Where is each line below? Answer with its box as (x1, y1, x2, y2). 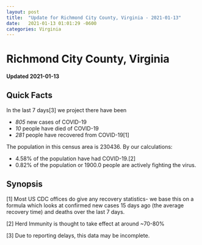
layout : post (6, 9, 40, 15)
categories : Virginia (6, 26, 62, 32)
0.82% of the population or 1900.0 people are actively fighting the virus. (15, 161, 197, 168)
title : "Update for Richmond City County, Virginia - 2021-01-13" (6, 15, 182, 21)
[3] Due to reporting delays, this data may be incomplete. (6, 232, 150, 239)
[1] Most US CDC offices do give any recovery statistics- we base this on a (6, 195, 194, 202)
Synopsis (6, 179, 43, 190)
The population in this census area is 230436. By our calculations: (6, 143, 173, 150)
